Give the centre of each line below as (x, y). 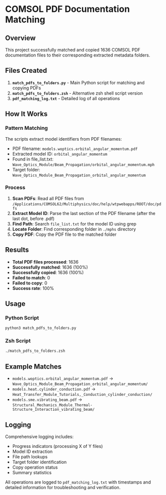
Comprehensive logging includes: (39, 437)
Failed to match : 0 (31, 277)
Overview (21, 38)
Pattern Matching (27, 128)
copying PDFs (27, 88)
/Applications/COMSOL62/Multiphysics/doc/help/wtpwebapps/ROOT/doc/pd (87, 204)
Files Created (26, 71)
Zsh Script (18, 341)
